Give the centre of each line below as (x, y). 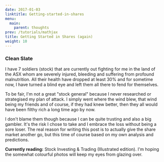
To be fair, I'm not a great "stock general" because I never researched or (78, 94)
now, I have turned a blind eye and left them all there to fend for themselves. (82, 85)
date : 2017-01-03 (23, 10)
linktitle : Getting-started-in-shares (45, 14)
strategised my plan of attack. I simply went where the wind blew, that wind (81, 99)
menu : (11, 19)
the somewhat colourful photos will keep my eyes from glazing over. (74, 155)
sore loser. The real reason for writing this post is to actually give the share (80, 129)
